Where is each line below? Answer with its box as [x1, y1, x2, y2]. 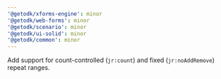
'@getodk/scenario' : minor [7, 23, 87, 30]
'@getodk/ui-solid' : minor [7, 30, 87, 37]
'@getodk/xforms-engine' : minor [7, 10, 102, 18]
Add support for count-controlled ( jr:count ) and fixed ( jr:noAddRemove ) [7, 56, 215, 64]
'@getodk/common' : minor [7, 37, 80, 44]
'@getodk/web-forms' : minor [7, 17, 90, 24]
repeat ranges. [7, 63, 51, 72]
